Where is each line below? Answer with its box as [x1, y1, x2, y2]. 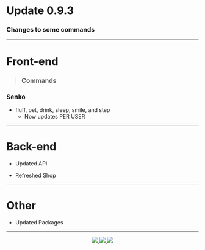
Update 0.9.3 [6, 4, 74, 18]
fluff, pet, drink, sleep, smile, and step [15, 106, 110, 113]
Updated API [15, 159, 48, 167]
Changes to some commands [6, 26, 95, 34]
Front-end [6, 54, 59, 68]
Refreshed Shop [15, 172, 56, 179]
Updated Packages [15, 218, 63, 226]
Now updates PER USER [24, 113, 85, 120]
